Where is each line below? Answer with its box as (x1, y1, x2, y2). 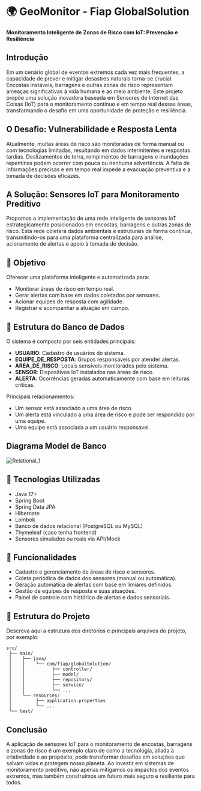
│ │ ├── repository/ (8, 677, 93, 683)
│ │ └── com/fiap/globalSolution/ (8, 661, 112, 667)
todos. (6, 779, 22, 786)
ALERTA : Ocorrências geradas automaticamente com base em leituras (14, 375, 190, 382)
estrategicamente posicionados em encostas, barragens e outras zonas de (6, 221, 191, 228)
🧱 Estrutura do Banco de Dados (6, 322, 125, 332)
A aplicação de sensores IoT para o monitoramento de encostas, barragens (6, 741, 193, 748)
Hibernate (14, 509, 40, 517)
